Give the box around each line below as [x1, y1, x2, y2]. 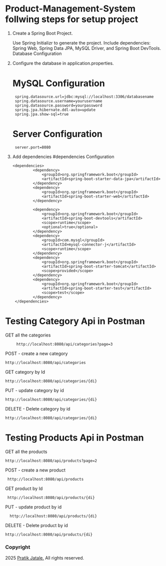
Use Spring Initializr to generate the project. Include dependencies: [12, 39, 151, 45]
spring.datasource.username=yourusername [14, 98, 102, 103]
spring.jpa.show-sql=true [14, 111, 69, 116]
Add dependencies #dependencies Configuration [12, 153, 114, 159]
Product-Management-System [5, 3, 136, 14]
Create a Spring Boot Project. [12, 30, 73, 36]
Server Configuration [12, 128, 102, 140]
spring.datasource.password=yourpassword [14, 103, 102, 108]
